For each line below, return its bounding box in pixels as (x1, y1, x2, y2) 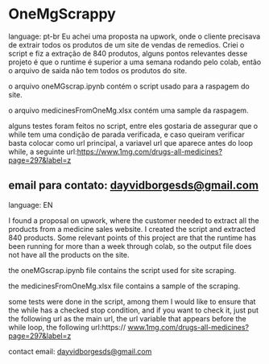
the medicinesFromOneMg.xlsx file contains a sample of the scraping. (8, 281, 240, 291)
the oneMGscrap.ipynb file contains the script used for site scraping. (8, 265, 237, 275)
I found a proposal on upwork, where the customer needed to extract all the (8, 215, 259, 225)
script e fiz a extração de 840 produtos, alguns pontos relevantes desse (8, 48, 248, 58)
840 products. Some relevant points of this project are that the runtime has (8, 233, 257, 242)
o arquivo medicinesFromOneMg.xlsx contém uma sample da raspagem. (8, 105, 249, 115)
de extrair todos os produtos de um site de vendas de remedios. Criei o (8, 39, 245, 49)
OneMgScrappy (8, 5, 117, 23)
